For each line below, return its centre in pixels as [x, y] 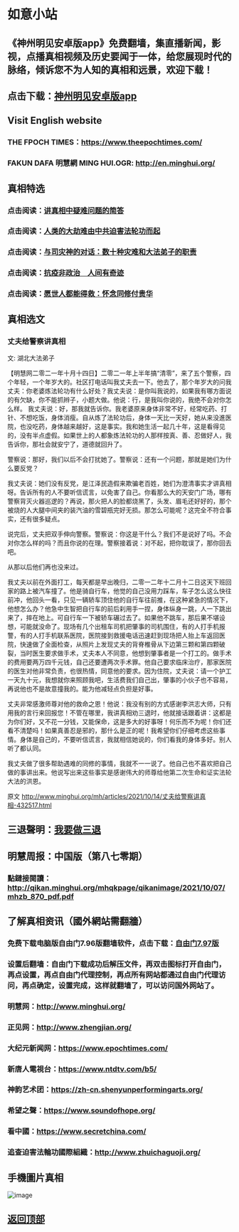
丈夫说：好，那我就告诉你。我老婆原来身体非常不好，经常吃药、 [127, 408]
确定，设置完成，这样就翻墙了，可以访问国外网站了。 [128, 985]
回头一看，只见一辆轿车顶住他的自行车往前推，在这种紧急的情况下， [132, 600]
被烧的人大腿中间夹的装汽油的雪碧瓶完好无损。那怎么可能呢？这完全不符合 [116, 510]
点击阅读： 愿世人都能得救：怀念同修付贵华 [80, 294]
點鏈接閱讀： [30, 878]
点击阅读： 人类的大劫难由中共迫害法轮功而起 [84, 231]
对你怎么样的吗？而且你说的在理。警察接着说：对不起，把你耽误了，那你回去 [119, 543]
